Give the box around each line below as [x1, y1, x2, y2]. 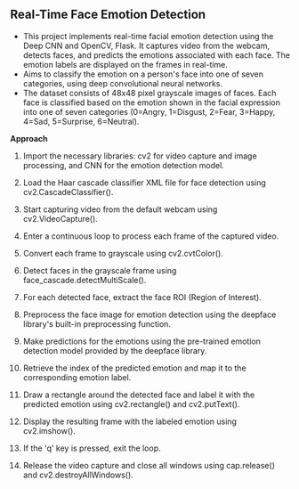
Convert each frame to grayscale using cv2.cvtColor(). [22, 248, 223, 258]
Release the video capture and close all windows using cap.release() [22, 460, 275, 470]
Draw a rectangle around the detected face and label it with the [22, 389, 255, 400]
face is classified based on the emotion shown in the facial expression [22, 97, 281, 108]
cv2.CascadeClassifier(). [22, 186, 114, 197]
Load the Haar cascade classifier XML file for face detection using [22, 177, 266, 188]
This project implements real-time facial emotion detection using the [22, 30, 274, 41]
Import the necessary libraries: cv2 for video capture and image [22, 151, 257, 161]
